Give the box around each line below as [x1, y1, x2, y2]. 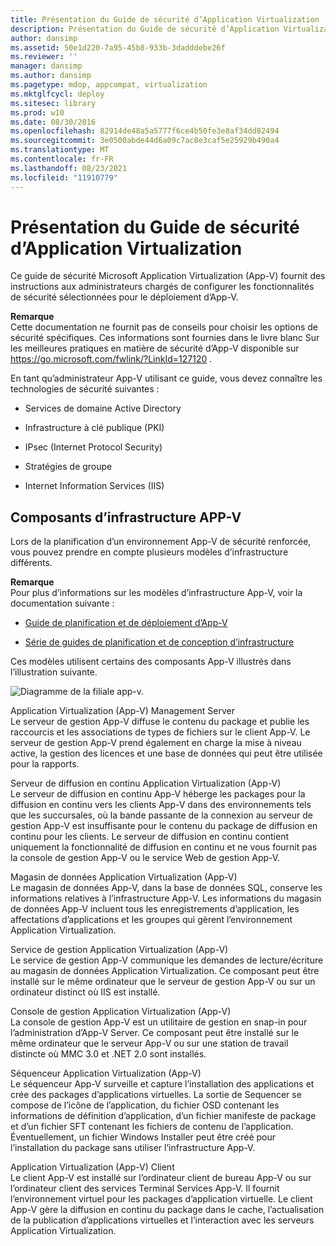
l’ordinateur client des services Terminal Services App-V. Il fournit [10, 1182, 280, 1195]
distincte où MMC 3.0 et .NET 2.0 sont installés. [10, 1048, 207, 1060]
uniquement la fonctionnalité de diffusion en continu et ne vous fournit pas [10, 841, 318, 853]
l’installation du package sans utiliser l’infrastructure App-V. [10, 1142, 256, 1154]
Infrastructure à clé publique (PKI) [24, 422, 165, 434]
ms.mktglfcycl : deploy [10, 89, 105, 99]
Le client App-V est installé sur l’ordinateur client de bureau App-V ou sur [10, 1172, 312, 1184]
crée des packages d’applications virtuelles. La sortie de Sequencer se [10, 1089, 302, 1101]
